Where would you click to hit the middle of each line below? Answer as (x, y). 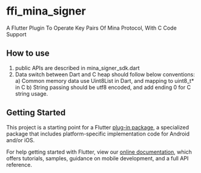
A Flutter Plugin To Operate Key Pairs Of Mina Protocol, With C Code (91, 28)
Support (16, 34)
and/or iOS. (21, 140)
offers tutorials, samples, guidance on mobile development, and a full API (97, 158)
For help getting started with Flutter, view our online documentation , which (99, 152)
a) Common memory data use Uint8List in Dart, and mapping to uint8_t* (104, 80)
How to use (28, 54)
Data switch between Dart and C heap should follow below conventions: (105, 74)
